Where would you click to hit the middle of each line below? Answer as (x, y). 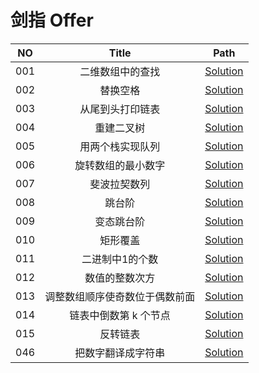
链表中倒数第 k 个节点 (120, 315)
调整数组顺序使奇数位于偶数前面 (120, 296)
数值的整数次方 (120, 278)
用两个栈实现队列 (120, 146)
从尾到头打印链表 (120, 109)
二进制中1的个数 (120, 259)
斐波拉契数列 (120, 184)
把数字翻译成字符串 (120, 353)
